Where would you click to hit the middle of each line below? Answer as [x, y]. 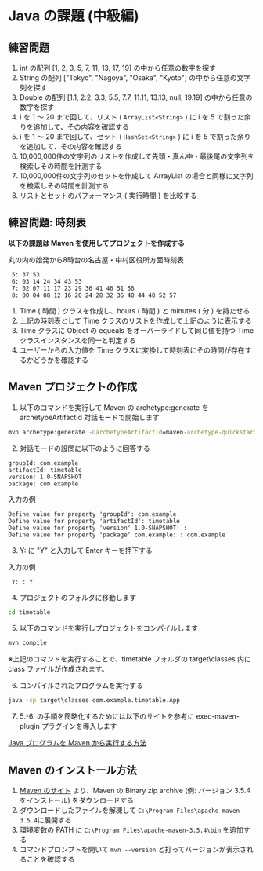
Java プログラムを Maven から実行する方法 [77, 743]
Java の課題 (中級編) [74, 16]
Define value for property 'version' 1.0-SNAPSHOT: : [98, 528]
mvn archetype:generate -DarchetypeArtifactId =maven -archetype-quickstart [133, 432]
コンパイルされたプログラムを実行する [81, 686]
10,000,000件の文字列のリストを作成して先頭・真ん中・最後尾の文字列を [137, 156]
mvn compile [27, 643]
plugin [30, 726]
